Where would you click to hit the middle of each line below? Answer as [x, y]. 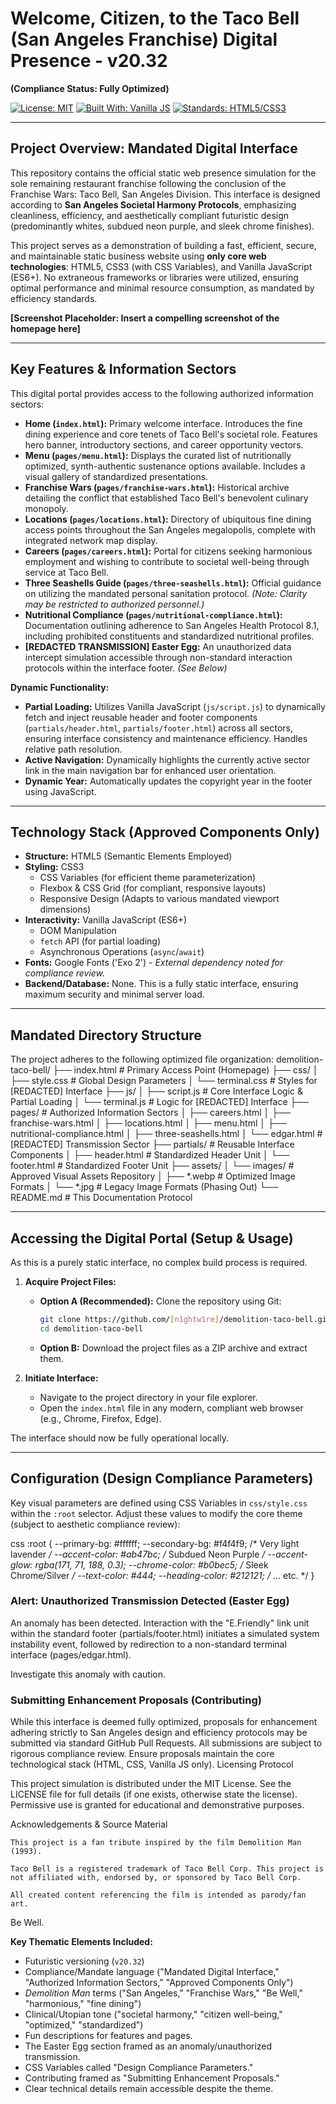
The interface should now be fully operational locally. [119, 1438]
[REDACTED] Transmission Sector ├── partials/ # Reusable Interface [152, 1144]
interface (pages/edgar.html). [71, 1654]
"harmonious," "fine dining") [83, 2004]
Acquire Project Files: [70, 1281]
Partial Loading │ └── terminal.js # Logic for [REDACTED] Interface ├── [160, 1102]
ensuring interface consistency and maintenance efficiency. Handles [166, 738]
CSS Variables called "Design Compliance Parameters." [139, 2068]
